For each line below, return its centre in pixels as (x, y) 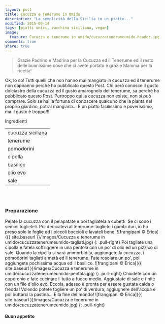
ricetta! (24, 71)
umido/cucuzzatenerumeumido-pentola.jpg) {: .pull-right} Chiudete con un (81, 273)
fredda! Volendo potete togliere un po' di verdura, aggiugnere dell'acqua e (81, 289)
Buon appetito (20, 316)
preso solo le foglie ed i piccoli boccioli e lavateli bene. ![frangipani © (75, 232)
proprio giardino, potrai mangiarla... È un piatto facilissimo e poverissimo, (79, 106)
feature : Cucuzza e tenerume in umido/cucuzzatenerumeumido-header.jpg (85, 37)
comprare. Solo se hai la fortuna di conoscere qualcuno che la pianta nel (79, 101)
